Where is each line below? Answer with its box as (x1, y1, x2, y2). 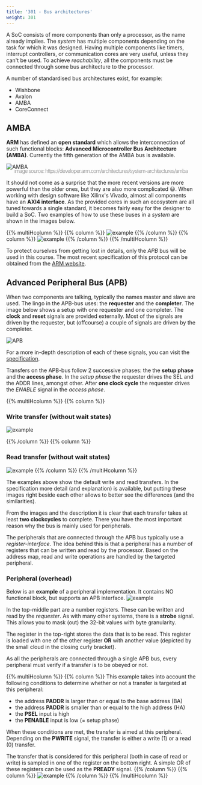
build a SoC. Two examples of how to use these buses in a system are (6, 211, 180, 219)
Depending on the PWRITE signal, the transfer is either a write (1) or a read (6, 735, 191, 742)
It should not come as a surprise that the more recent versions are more (6, 179, 185, 187)
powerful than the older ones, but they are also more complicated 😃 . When (6, 185, 194, 193)
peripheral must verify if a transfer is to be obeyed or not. (6, 662, 148, 669)
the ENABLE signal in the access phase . (6, 386, 105, 393)
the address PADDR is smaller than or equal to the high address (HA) (14, 704, 185, 711)
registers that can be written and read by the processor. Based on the (6, 546, 179, 554)
